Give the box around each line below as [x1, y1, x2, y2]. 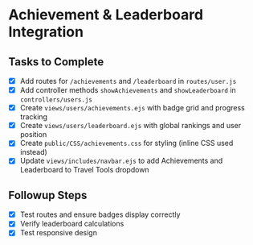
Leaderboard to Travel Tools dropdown [19, 165, 150, 175]
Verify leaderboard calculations [19, 219, 124, 229]
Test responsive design [19, 228, 98, 238]
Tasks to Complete [8, 55, 104, 69]
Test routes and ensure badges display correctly [19, 210, 181, 219]
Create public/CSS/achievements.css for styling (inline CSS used [19, 139, 234, 148]
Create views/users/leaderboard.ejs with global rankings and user [19, 121, 242, 131]
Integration [8, 23, 84, 41]
